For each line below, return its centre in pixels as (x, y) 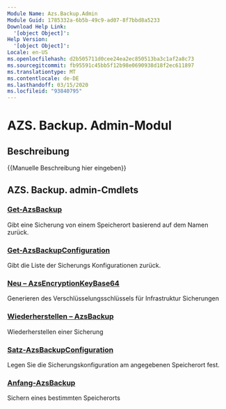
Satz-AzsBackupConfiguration (60, 350)
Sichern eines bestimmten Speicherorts (64, 398)
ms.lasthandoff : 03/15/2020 (48, 85)
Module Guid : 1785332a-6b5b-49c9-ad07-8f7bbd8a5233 (83, 20)
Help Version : (28, 40)
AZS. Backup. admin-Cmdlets (73, 190)
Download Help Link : (37, 26)
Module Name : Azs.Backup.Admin (53, 14)
